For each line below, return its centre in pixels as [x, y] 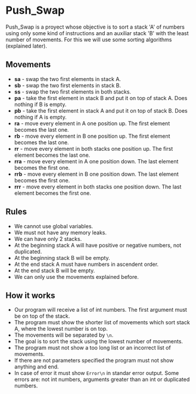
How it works [30, 295]
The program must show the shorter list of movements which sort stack [102, 322]
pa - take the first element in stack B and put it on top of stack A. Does [101, 98]
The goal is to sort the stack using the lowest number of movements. [98, 342]
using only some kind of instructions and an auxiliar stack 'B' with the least [97, 33]
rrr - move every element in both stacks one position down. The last [98, 187]
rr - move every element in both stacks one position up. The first [94, 148]
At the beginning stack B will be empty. [62, 258]
